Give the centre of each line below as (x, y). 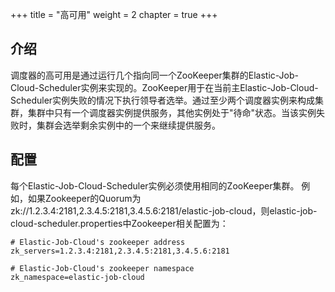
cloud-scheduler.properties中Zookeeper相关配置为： (119, 223)
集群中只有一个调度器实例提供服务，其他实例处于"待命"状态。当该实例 (172, 112)
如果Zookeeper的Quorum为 (84, 198)
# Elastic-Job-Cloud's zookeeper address (98, 242)
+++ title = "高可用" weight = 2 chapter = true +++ (114, 14)
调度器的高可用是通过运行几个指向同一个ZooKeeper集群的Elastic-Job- (155, 75)
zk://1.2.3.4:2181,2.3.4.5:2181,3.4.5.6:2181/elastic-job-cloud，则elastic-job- (164, 210)
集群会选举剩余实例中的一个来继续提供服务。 (128, 125)
